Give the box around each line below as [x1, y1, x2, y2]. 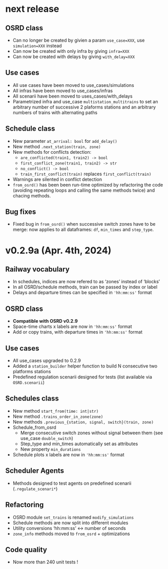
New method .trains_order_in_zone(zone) [12, 413, 103, 419]
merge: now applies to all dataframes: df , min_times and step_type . [12, 227, 154, 233]
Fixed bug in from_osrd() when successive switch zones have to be [12, 221, 156, 227]
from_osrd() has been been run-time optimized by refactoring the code [12, 181, 163, 188]
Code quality [5, 545, 47, 554]
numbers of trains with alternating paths [12, 109, 98, 116]
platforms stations [12, 369, 51, 375]
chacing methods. [12, 192, 51, 198]
